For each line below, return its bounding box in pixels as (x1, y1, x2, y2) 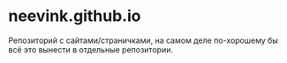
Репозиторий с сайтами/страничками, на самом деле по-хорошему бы (8, 35, 279, 45)
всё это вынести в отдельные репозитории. (8, 44, 174, 54)
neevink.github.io (8, 6, 141, 26)
